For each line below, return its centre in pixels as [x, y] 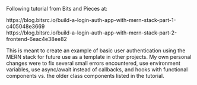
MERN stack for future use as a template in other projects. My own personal [99, 57]
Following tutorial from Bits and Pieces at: [57, 9]
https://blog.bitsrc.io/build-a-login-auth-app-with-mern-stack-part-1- [91, 20]
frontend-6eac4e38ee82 [36, 39]
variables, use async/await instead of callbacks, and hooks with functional [97, 70]
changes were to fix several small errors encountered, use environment [93, 63]
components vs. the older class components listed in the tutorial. [85, 76]
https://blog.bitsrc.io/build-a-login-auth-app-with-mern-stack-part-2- [91, 33]
